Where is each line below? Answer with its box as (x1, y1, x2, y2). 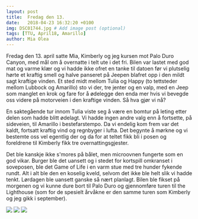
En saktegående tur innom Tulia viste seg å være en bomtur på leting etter (6, 108, 187, 115)
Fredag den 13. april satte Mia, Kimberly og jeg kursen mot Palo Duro (6, 53, 174, 59)
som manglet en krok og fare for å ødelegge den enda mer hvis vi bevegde (6, 90, 189, 97)
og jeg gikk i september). (6, 195, 67, 202)
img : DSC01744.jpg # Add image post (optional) (6, 25, 126, 31)
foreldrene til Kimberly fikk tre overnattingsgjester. (6, 140, 129, 146)
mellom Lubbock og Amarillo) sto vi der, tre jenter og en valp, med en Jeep (6, 84, 189, 91)
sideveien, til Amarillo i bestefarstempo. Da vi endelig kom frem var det (6, 121, 179, 127)
